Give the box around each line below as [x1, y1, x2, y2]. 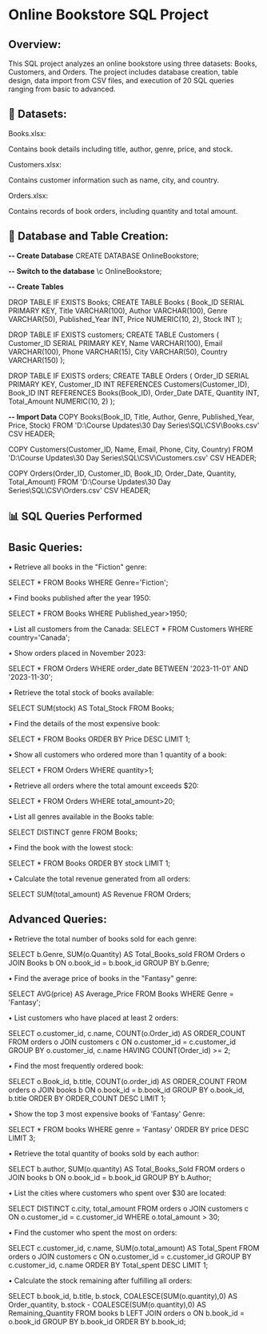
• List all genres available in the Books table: [8, 811, 154, 822]
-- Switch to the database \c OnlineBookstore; [8, 266, 162, 275]
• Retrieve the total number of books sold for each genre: [8, 934, 197, 943]
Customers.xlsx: [8, 159, 62, 169]
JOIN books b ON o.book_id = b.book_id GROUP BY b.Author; [8, 1172, 212, 1182]
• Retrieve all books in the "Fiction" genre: [8, 562, 147, 572]
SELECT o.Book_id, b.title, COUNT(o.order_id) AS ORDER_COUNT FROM [8, 1076, 248, 1086]
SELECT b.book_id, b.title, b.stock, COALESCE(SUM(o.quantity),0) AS [8, 1291, 238, 1300]
